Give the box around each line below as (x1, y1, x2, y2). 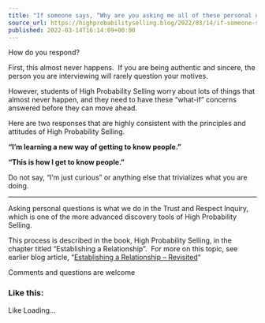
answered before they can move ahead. (8, 103, 138, 113)
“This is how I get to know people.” (8, 158, 125, 167)
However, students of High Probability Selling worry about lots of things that (8, 87, 256, 96)
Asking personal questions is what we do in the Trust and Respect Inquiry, (8, 204, 249, 213)
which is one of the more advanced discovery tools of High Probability (8, 212, 237, 221)
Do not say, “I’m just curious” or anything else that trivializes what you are (8, 173, 248, 182)
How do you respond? (8, 48, 80, 58)
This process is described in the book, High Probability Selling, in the (8, 236, 233, 245)
